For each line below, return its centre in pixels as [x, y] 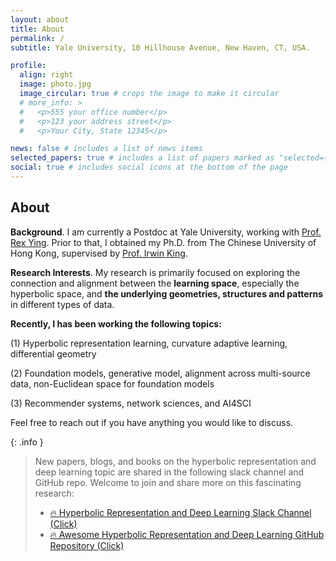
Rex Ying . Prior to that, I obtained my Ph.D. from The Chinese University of [163, 242]
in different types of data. [62, 304]
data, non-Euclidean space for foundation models [112, 383]
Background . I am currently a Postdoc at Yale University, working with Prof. [166, 232]
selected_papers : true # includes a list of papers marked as [142, 158]
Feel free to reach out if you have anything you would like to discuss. [152, 422]
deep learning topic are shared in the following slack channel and [169, 472]
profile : [28, 66]
